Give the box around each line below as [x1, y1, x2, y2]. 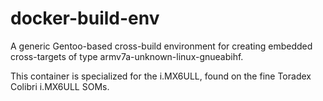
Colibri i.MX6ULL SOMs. [10, 80, 110, 92]
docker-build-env [10, 7, 160, 30]
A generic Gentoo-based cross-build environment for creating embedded [10, 40, 313, 52]
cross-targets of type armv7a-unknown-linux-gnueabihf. [10, 50, 244, 62]
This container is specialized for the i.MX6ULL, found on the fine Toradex [10, 70, 312, 82]
